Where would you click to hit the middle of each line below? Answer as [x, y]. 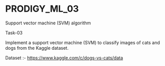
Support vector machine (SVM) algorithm [48, 23]
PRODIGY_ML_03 [42, 9]
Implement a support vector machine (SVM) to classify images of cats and [83, 42]
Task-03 [14, 32]
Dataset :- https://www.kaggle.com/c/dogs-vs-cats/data [64, 58]
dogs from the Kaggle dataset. [37, 48]
